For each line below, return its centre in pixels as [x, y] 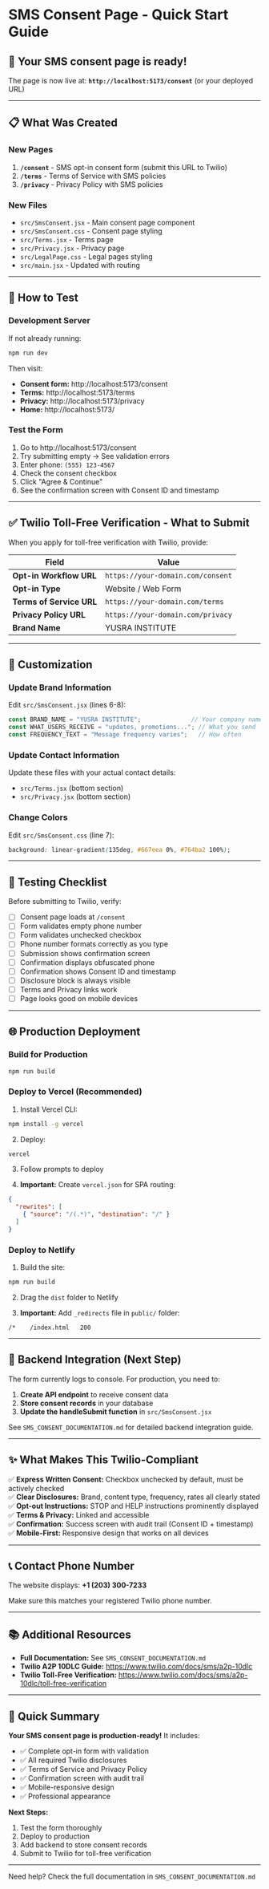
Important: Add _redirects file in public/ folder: [100, 1313]
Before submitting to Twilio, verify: [65, 902]
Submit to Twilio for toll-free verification [86, 1854]
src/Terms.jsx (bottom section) [72, 788]
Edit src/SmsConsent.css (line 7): [61, 835]
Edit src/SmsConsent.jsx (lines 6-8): [67, 705]
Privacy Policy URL [49, 614]
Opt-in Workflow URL [55, 575]
